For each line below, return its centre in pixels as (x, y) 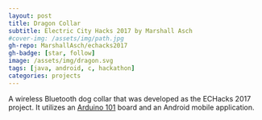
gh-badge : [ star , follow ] (52, 53)
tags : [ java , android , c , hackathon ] (72, 68)
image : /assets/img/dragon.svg (61, 61)
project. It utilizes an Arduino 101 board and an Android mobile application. (132, 107)
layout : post (30, 16)
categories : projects (45, 76)
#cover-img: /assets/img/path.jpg (67, 38)
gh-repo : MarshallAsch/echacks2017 (68, 46)
